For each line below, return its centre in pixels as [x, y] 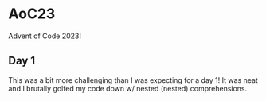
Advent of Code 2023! [45, 36]
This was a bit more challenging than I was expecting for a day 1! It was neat [133, 80]
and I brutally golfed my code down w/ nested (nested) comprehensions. [128, 88]
